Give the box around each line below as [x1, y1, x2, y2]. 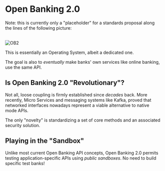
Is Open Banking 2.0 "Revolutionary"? [5, 79, 125, 87]
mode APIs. [5, 107, 29, 113]
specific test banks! [5, 160, 45, 166]
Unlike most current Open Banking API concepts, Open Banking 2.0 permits [5, 150, 159, 156]
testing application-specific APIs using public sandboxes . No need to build [5, 155, 157, 161]
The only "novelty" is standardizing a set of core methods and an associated [5, 117, 161, 123]
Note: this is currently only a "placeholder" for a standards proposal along [5, 20, 155, 26]
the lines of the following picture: [5, 25, 72, 31]
